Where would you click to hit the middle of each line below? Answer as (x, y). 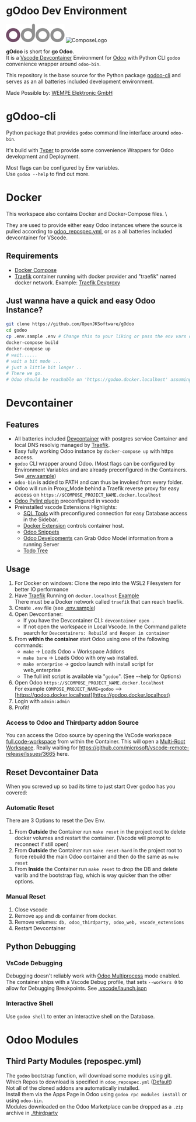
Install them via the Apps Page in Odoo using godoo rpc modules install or (97, 1094)
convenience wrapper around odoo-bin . (53, 64)
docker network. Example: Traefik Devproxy (67, 283)
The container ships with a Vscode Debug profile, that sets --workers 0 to (95, 982)
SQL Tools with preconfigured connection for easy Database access (105, 514)
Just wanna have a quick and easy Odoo (81, 301)
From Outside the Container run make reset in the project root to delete (100, 832)
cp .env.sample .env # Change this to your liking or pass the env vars (96, 337)
